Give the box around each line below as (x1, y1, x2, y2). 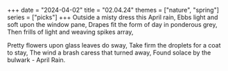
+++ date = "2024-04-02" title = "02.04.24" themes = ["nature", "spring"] (7, 6, 220, 14)
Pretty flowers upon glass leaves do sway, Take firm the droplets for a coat (7, 41, 221, 49)
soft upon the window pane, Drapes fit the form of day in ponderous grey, (7, 21, 218, 28)
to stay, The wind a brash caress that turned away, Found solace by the (7, 48, 211, 57)
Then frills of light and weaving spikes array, (7, 28, 134, 36)
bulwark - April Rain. (7, 56, 66, 64)
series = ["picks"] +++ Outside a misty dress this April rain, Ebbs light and (7, 13, 218, 21)
